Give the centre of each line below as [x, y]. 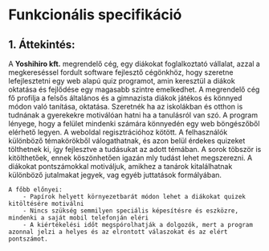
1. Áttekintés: [42, 45]
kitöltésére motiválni [46, 204]
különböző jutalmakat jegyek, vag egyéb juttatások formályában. [115, 175]
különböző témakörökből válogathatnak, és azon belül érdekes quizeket [127, 141]
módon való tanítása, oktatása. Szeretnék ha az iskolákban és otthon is [126, 107]
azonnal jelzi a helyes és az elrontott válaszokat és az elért [118, 232]
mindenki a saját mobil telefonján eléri [79, 218]
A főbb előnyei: [35, 190]
